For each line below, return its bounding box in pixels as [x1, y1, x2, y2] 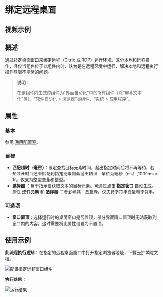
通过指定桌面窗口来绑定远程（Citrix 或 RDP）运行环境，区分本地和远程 [5, 57, 146, 63]
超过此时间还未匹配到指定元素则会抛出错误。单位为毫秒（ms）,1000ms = [12, 171, 158, 176]
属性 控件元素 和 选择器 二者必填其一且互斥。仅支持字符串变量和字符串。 [12, 189, 158, 195]
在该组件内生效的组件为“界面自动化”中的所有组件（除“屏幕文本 [16, 90, 142, 96]
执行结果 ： [5, 277, 27, 282]
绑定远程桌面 [5, 4, 57, 16]
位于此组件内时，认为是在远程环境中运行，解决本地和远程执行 [34, 63, 158, 69]
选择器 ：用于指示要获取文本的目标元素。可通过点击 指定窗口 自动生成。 [12, 183, 156, 189]
